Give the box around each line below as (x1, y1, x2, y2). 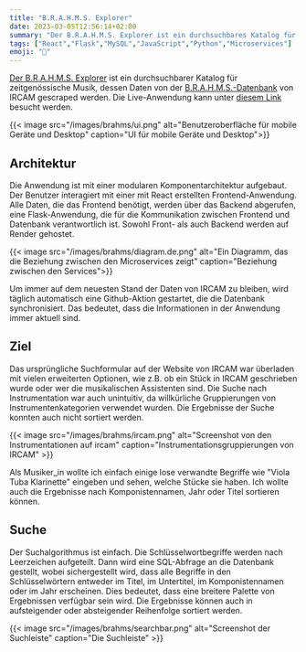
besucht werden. (9, 102, 73, 112)
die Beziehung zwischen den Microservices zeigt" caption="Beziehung (9, 255, 278, 266)
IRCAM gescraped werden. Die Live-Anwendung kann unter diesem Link (9, 92, 282, 103)
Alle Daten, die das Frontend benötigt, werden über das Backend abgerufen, (9, 198, 297, 210)
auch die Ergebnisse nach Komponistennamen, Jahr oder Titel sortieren (9, 486, 280, 497)
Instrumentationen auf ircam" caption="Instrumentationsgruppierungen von (9, 439, 294, 450)
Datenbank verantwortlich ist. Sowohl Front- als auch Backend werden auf (9, 219, 290, 230)
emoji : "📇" (9, 48, 51, 57)
